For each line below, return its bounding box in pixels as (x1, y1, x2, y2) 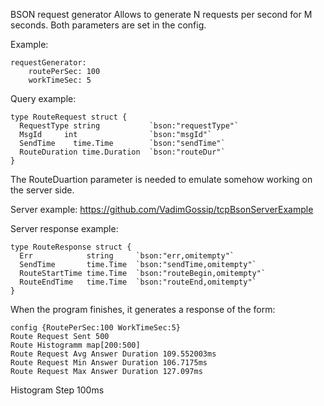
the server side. (10, 184, 75, 196)
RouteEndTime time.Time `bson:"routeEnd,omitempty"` (19, 277, 257, 287)
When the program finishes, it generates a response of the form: (10, 304, 276, 315)
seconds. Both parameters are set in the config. (10, 19, 207, 31)
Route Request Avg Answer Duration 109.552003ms (10, 349, 217, 359)
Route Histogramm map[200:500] (10, 340, 141, 350)
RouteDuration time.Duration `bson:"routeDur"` (19, 147, 226, 157)
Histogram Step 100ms (10, 384, 105, 396)
